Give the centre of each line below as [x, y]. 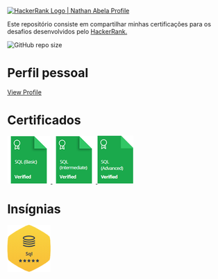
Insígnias [34, 209]
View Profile [24, 92]
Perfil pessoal [48, 73]
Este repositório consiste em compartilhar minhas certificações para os [109, 24]
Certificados [44, 120]
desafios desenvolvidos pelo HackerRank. [67, 32]
